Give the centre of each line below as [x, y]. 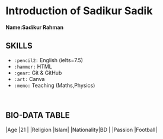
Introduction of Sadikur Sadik [79, 11]
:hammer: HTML [33, 66]
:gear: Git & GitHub [38, 73]
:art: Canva [29, 79]
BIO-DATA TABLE [38, 116]
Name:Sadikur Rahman [34, 27]
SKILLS [19, 46]
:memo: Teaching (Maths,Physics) [55, 85]
